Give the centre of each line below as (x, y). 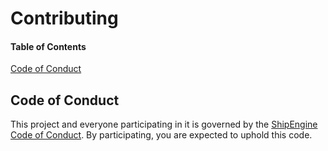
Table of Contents (48, 46)
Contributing (64, 18)
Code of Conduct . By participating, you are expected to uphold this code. (161, 135)
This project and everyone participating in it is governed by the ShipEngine (164, 124)
